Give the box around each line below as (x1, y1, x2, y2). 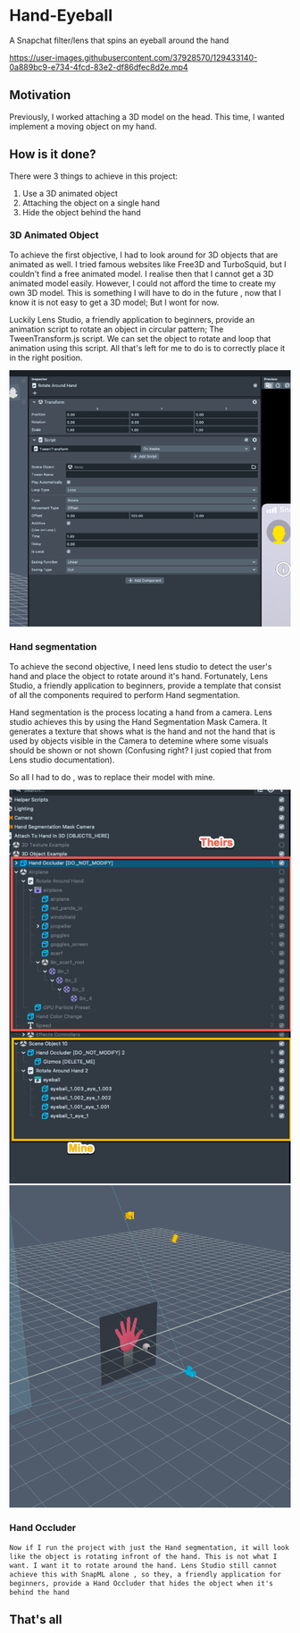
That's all (9, 1612, 62, 1628)
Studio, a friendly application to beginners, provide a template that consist (9, 680, 281, 691)
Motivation (9, 88, 71, 103)
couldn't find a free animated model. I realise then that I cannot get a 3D (9, 268, 274, 279)
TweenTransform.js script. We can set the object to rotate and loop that (9, 332, 271, 344)
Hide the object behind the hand (21, 206, 141, 217)
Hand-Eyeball (9, 5, 113, 26)
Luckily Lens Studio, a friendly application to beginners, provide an (9, 314, 255, 324)
